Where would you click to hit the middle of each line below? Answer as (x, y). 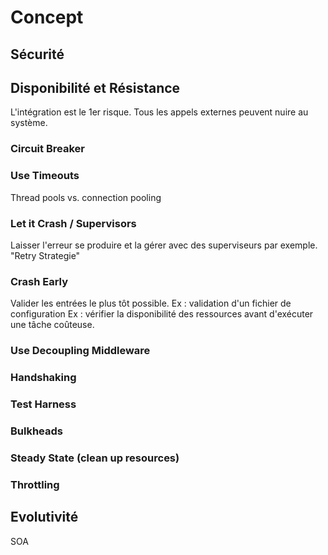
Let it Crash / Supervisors (73, 223)
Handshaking (43, 378)
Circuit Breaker (47, 149)
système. (29, 123)
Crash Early (39, 281)
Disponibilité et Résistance (95, 87)
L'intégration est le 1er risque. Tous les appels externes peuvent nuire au (159, 112)
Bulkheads (36, 431)
